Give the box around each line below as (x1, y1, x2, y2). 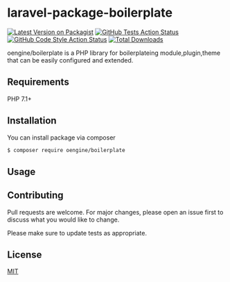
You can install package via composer (7, 133, 116, 142)
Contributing (7, 190, 64, 201)
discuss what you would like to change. (7, 215, 120, 224)
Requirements (7, 76, 69, 88)
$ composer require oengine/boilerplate (7, 147, 126, 154)
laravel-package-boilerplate (7, 5, 173, 21)
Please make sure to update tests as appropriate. (7, 229, 148, 237)
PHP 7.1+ (7, 94, 33, 103)
